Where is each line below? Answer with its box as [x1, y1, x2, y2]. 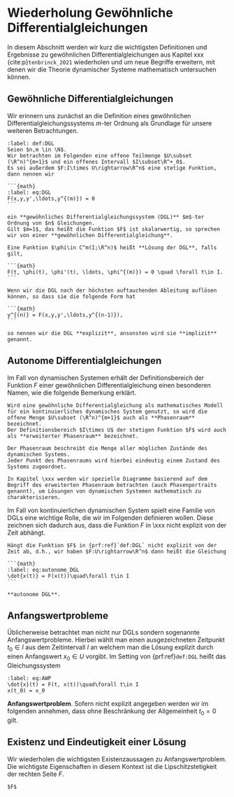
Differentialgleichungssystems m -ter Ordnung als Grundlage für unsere [7, 119, 212, 127]
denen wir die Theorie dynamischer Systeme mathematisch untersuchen [7, 65, 217, 73]
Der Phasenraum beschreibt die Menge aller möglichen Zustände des [7, 444, 208, 452]
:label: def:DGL [7, 140, 54, 147]
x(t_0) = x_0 [7, 687, 45, 694]
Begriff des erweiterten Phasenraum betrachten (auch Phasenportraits [7, 481, 217, 488]
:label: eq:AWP [7, 675, 52, 682]
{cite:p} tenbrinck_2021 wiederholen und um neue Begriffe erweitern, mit [7, 57, 215, 66]
